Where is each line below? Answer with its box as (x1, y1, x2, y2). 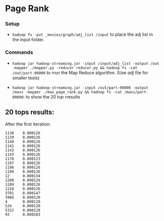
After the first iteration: (5, 121, 51, 127)
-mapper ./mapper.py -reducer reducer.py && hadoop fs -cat (12, 65, 138, 70)
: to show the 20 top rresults (23, 94, 80, 99)
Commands (5, 49, 33, 56)
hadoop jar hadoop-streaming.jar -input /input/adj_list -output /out (12, 61, 160, 66)
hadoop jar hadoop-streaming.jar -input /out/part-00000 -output (12, 85, 148, 90)
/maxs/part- (124, 89, 148, 95)
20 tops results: (5, 108, 55, 117)
